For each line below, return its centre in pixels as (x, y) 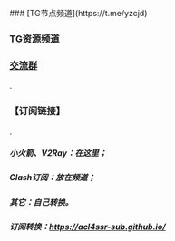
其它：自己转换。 (41, 202)
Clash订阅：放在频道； (53, 178)
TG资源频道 (35, 39)
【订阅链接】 (38, 111)
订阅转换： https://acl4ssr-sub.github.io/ (87, 227)
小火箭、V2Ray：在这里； (58, 153)
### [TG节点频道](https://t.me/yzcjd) (78, 13)
